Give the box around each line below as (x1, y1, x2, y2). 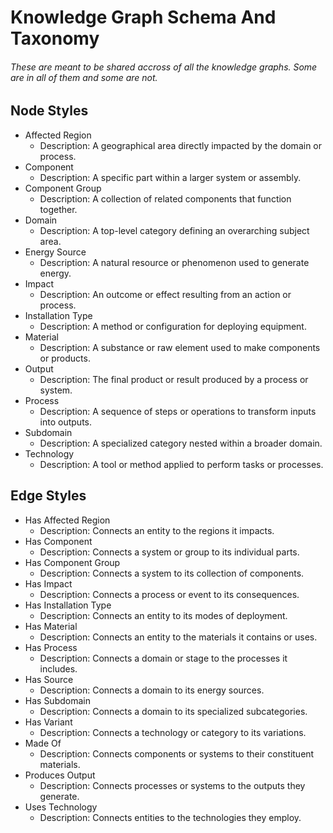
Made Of (24, 737, 62, 749)
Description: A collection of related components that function (39, 192, 292, 205)
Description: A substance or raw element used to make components (39, 341, 321, 353)
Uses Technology (24, 801, 98, 813)
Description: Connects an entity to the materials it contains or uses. (39, 631, 318, 643)
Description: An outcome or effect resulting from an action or (39, 288, 292, 300)
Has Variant (24, 716, 73, 728)
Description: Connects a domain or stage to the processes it (39, 652, 288, 664)
